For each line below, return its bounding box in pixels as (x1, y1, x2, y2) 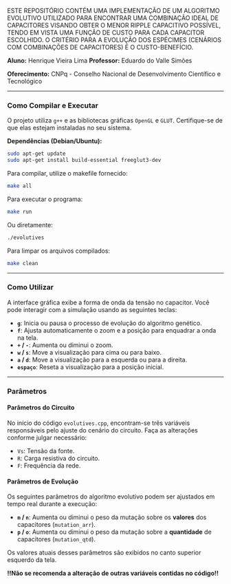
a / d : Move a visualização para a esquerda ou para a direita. (16, 355, 188, 364)
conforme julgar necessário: (7, 433, 87, 441)
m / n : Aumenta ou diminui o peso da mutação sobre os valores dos (16, 513, 207, 521)
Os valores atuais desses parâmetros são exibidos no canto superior (7, 548, 201, 557)
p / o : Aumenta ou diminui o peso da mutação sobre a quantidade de (16, 528, 212, 536)
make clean (7, 260, 38, 267)
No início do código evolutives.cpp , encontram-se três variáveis (7, 419, 190, 427)
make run (7, 208, 32, 215)
